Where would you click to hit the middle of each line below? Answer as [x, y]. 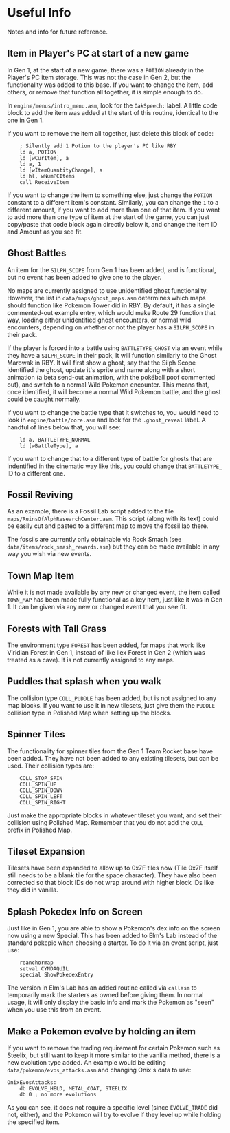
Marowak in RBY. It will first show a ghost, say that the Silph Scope [102, 363]
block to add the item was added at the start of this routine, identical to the [113, 112]
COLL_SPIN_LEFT [41, 796]
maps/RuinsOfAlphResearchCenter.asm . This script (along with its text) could [113, 519]
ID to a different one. [36, 473]
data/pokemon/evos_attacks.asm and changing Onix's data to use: [99, 1070]
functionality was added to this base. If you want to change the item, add [110, 85]
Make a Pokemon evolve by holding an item [102, 1031]
